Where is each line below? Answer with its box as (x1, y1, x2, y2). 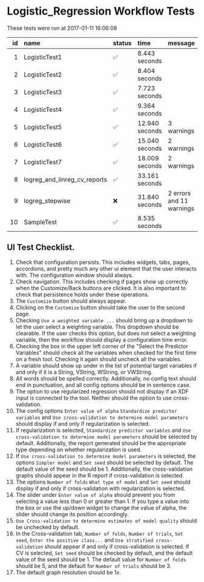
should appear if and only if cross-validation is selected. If (44, 542, 189, 550)
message (168, 38, 196, 47)
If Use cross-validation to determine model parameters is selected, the (15, 452, 196, 460)
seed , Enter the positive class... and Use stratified (15, 536, 154, 544)
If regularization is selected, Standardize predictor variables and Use (15, 426, 191, 434)
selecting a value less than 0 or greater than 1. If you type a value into (15, 497, 189, 505)
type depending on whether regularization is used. (15, 446, 142, 453)
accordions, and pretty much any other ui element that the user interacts (15, 265, 197, 272)
